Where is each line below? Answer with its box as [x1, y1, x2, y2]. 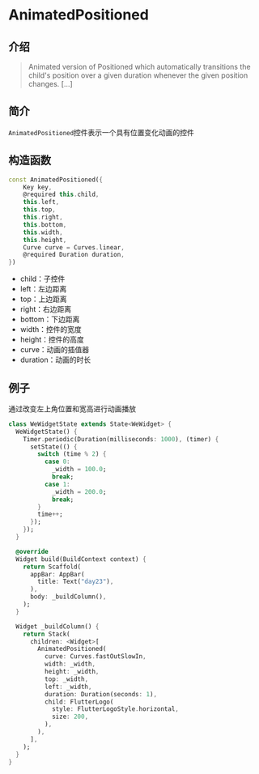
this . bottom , [23, 220, 67, 228]
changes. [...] [28, 79, 73, 88]
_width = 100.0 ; [51, 466, 107, 474]
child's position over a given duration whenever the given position [28, 70, 248, 80]
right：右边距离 [19, 304, 72, 314]
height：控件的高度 [19, 334, 85, 345]
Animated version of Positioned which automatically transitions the [28, 62, 251, 71]
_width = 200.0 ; [51, 487, 107, 495]
